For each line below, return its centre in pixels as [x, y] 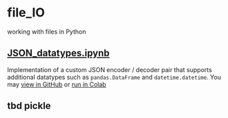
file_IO [26, 13]
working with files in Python [47, 32]
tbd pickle [29, 106]
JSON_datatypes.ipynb [58, 53]
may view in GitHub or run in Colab [57, 84]
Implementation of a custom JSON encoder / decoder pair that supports [110, 69]
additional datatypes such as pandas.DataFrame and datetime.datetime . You [114, 77]
